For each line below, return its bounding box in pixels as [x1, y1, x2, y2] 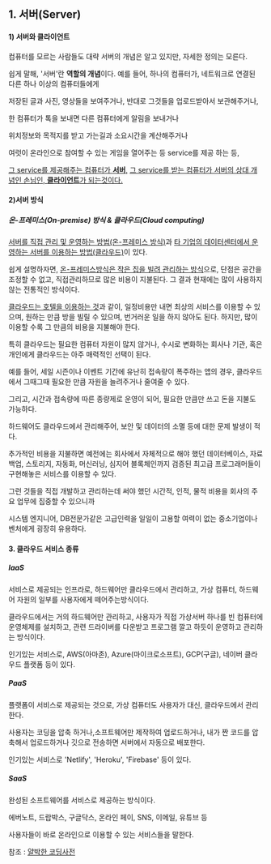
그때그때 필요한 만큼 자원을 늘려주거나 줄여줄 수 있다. [23, 377, 190, 387]
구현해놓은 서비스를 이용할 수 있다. [8, 469, 116, 479]
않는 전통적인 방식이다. [8, 284, 80, 294]
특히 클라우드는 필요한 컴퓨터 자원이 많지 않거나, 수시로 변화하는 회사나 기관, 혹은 [8, 340, 263, 349]
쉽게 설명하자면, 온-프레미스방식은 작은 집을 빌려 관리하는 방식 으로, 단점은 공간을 [8, 264, 262, 274]
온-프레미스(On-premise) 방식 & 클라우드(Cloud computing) [8, 215, 205, 225]
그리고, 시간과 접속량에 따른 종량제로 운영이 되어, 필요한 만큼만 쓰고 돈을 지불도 [8, 394, 256, 404]
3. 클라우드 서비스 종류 [8, 544, 79, 554]
